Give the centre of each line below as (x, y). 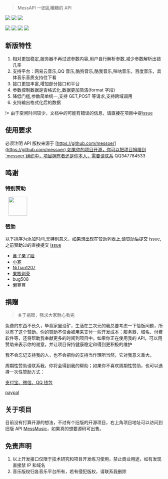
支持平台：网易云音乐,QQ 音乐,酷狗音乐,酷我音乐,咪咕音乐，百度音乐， (85, 71)
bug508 (20, 279)
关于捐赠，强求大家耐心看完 (46, 315)
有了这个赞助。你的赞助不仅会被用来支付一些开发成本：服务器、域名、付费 (86, 332)
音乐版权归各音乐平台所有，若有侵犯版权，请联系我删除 (69, 472)
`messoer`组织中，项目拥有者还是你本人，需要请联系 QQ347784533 (75, 156)
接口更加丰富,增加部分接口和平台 (46, 83)
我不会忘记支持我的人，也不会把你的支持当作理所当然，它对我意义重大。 (79, 355)
